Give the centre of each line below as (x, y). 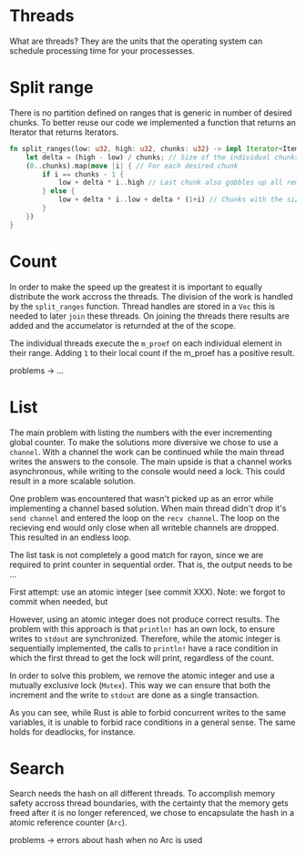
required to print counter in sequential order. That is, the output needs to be (151, 564)
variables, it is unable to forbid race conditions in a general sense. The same (153, 722)
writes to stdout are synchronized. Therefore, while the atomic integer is (145, 638)
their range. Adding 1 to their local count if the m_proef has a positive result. (152, 352)
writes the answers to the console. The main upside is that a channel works (151, 462)
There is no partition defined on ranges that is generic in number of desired (151, 112)
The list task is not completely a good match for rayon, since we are (137, 554)
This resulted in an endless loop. (71, 537)
